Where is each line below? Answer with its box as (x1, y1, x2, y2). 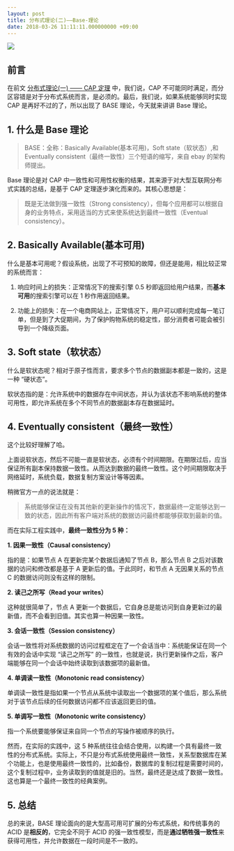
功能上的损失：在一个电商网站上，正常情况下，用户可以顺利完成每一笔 (17, 306, 219, 314)
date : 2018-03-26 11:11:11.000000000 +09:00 (7, 23, 139, 30)
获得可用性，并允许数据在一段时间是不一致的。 (7, 836, 141, 845)
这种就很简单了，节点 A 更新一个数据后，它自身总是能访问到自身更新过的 (7, 603, 217, 611)
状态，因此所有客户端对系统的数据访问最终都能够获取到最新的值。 (36, 511, 226, 520)
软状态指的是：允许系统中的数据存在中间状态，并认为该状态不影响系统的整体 (7, 389, 227, 398)
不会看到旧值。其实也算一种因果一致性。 (31, 612, 148, 620)
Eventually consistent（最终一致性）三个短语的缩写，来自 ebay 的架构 (24, 152, 226, 161)
